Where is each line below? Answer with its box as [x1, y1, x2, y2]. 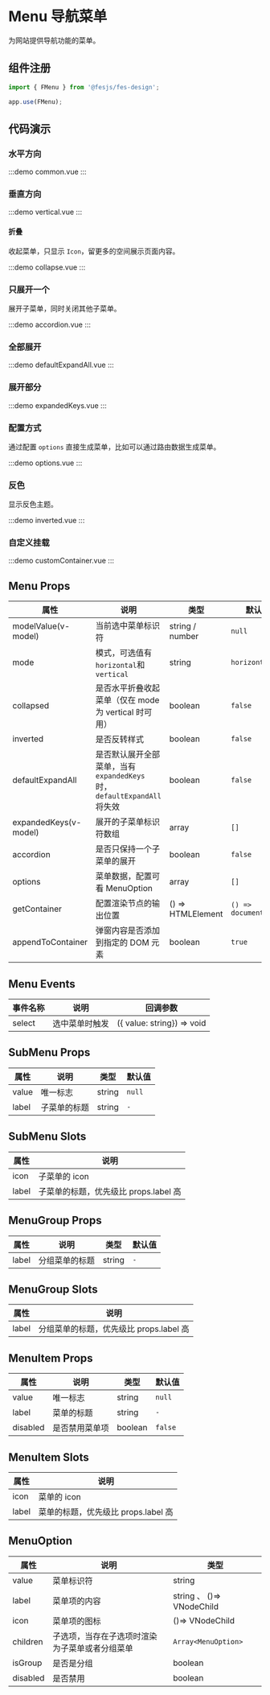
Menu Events [8, 977, 76, 991]
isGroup [12, 1657, 43, 1668]
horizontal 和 [95, 659, 145, 670]
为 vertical [95, 707, 134, 718]
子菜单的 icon [38, 1170, 90, 1182]
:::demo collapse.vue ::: [8, 262, 86, 272]
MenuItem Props [8, 1351, 94, 1365]
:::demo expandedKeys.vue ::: [8, 400, 107, 410]
